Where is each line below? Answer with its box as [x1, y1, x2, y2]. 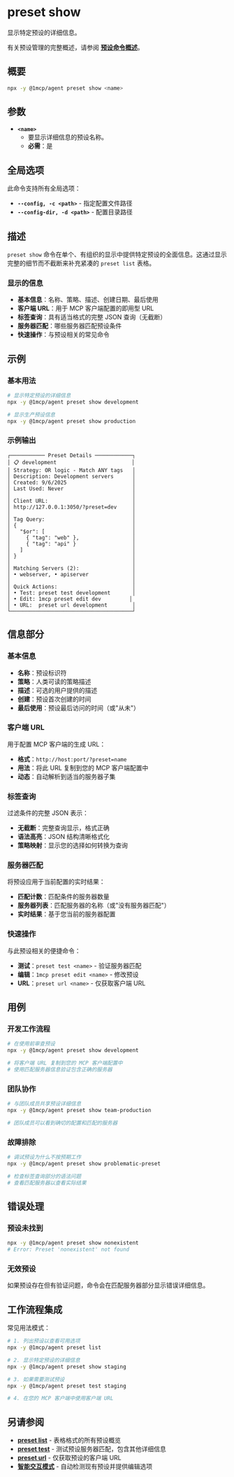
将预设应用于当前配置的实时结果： [7, 878, 105, 886]
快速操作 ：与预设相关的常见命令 [17, 331, 110, 339]
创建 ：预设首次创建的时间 [17, 695, 92, 703]
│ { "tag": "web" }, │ [7, 534, 136, 541]
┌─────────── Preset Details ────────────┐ [7, 452, 136, 459]
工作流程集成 [7, 1303, 63, 1315]
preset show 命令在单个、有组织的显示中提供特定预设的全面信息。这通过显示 [7, 250, 227, 259]
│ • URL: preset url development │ [7, 602, 136, 609]
